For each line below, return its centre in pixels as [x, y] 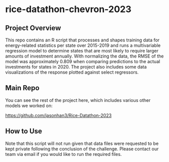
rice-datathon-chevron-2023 [68, 9]
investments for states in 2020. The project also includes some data [76, 67]
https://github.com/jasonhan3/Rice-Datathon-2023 [58, 115]
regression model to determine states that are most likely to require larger [82, 51]
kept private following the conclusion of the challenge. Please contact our [82, 149]
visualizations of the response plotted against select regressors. [72, 72]
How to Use [24, 131]
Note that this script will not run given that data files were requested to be [82, 143]
